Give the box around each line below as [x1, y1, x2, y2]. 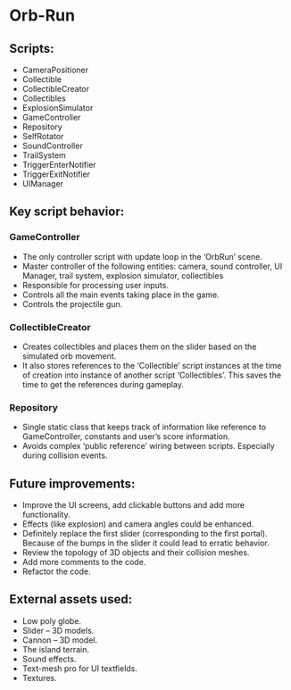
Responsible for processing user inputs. [21, 279, 170, 290]
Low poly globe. [21, 615, 82, 626]
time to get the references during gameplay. [21, 378, 185, 389]
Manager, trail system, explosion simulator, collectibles [21, 270, 224, 281]
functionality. [21, 510, 71, 520]
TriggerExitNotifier [21, 169, 91, 179]
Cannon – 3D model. [21, 635, 98, 645]
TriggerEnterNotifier [21, 160, 96, 170]
